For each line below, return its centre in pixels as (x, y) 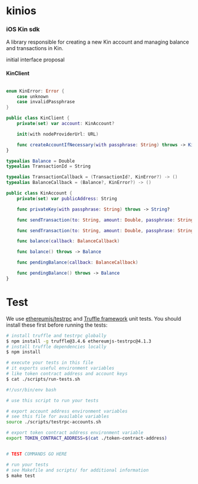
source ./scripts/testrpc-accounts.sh (54, 422)
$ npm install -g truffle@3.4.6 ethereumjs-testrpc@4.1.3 (79, 341)
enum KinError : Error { (35, 91)
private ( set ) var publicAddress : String (67, 199)
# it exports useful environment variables (60, 368)
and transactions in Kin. (35, 48)
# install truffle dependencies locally (57, 347)
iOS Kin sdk (23, 29)
